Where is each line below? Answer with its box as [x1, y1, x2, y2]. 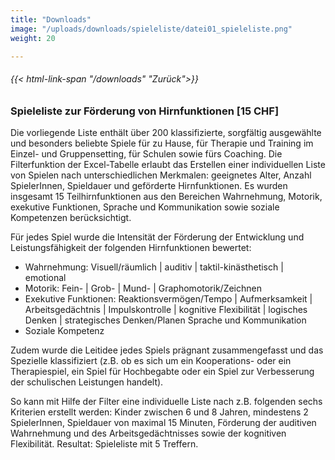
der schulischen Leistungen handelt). [10, 376, 164, 388]
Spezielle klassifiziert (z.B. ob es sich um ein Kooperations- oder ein [10, 354, 292, 366]
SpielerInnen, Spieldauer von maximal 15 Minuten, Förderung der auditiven [10, 416, 317, 428]
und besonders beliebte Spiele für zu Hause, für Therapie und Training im [10, 137, 314, 149]
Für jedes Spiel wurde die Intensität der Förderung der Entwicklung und [10, 231, 305, 243]
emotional [24, 271, 67, 283]
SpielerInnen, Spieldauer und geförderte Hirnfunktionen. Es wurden [10, 179, 288, 191]
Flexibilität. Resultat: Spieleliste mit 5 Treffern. [10, 437, 199, 450]
